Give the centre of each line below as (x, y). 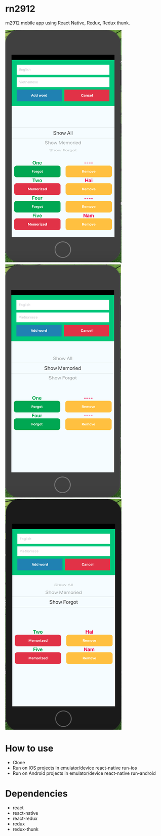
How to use (29, 749)
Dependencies (36, 794)
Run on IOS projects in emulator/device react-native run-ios (75, 768)
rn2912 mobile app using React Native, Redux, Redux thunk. (68, 23)
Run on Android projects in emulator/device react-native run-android (84, 773)
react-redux (25, 818)
